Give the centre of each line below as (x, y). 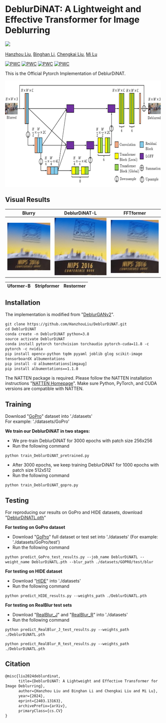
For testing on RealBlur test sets (39, 605)
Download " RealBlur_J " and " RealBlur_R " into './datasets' (70, 615)
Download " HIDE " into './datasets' (46, 581)
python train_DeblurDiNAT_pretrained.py (47, 456)
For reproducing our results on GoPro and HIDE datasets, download (74, 512)
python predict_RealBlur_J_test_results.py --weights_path (67, 630)
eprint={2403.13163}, (41, 701)
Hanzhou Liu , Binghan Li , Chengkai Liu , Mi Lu (51, 54)
